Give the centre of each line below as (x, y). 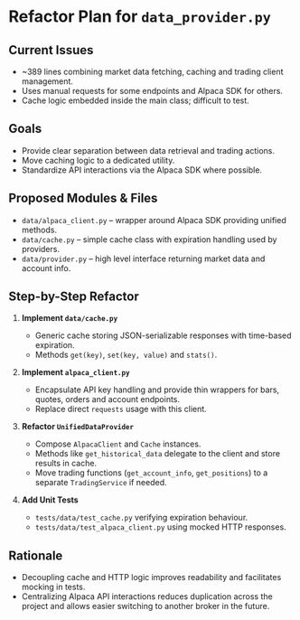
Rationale (36, 555)
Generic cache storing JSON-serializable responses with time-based (163, 335)
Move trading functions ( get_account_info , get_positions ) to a (151, 473)
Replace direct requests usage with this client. (121, 409)
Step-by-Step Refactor (74, 297)
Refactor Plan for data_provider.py (140, 17)
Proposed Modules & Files (83, 198)
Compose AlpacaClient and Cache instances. (118, 444)
